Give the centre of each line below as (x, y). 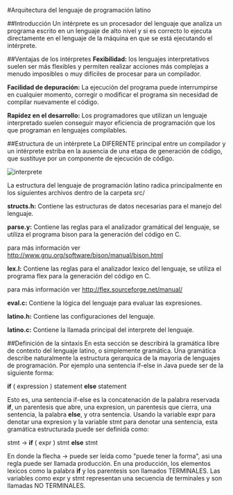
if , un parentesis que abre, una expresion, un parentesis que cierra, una (109, 407)
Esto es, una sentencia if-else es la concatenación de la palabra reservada (113, 400)
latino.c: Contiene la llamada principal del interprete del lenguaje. (101, 330)
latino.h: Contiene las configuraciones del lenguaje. (81, 316)
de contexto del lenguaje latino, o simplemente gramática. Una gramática (112, 351)
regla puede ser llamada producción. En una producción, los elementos (109, 463)
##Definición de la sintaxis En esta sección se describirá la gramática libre (113, 343)
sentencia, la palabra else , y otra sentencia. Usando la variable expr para (112, 414)
